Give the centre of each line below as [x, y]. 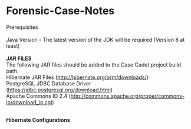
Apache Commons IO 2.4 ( [38, 96]
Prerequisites [22, 27]
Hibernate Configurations [38, 120]
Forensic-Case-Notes [60, 11]
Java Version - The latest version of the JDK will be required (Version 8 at [95, 39]
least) [13, 46]
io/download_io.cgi [29, 102]
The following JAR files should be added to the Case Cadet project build [94, 64]
